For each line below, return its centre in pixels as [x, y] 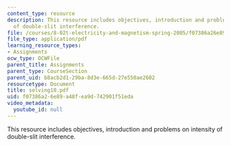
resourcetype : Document [41, 84]
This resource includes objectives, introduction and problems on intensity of [115, 129]
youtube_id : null [38, 109]
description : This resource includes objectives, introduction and [106, 20]
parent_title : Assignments [46, 65]
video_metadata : [30, 103]
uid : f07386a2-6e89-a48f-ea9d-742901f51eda [70, 97]
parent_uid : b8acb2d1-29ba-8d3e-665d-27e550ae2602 [81, 77]
